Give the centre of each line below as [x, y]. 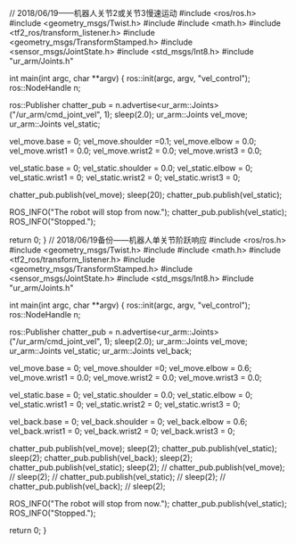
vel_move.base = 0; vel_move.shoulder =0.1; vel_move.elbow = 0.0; [133, 141]
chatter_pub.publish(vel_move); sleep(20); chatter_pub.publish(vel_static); [146, 195]
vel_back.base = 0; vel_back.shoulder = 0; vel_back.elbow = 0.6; [128, 421]
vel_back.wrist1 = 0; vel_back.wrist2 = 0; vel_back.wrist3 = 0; [122, 431]
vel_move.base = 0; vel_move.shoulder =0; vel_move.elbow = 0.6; [131, 368]
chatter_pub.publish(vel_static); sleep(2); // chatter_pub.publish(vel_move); [147, 467]
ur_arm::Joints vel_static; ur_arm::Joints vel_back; [100, 351]
